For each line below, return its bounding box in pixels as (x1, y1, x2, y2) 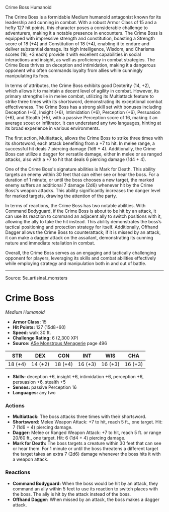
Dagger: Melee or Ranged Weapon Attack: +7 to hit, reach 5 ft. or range (12, 430, 161, 436)
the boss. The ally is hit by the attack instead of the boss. (12, 491, 131, 497)
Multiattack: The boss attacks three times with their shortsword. (12, 413, 147, 419)
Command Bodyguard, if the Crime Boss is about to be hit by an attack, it (5, 208, 156, 214)
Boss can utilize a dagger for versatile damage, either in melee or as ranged (5, 151, 162, 157)
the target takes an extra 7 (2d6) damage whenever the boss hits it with (12, 451, 161, 457)
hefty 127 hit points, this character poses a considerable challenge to (5, 25, 148, 31)
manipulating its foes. (5, 73, 50, 78)
